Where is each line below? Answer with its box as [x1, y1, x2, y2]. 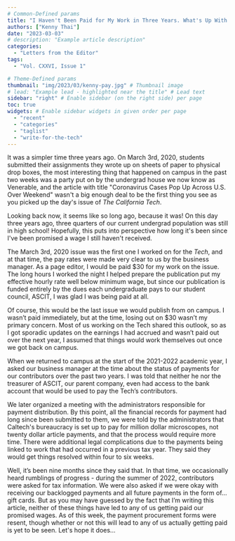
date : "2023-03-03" [7, 30, 65, 37]
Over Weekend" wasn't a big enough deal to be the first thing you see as [7, 190, 217, 199]
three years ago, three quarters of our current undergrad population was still [7, 219, 229, 228]
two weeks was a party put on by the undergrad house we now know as [7, 176, 215, 184]
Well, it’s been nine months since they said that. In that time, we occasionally [7, 467, 229, 475]
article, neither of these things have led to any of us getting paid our [7, 504, 204, 512]
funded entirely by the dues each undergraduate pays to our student [7, 285, 206, 294]
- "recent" [13, 115, 46, 122]
